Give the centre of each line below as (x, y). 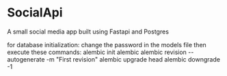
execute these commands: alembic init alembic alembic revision (97, 52)
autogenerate (26, 59)
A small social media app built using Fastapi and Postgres (88, 31)
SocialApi (35, 13)
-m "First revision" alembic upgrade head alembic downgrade (133, 59)
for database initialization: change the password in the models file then (107, 45)
